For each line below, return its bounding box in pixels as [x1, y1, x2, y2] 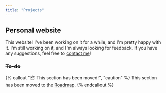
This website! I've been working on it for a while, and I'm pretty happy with [5, 39, 161, 45]
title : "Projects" [5, 7, 44, 13]
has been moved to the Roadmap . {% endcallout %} [5, 82, 114, 88]
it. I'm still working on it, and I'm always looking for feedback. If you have [5, 45, 158, 51]
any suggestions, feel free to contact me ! [5, 50, 91, 56]
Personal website [5, 26, 61, 35]
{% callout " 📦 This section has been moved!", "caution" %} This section [5, 74, 157, 81]
